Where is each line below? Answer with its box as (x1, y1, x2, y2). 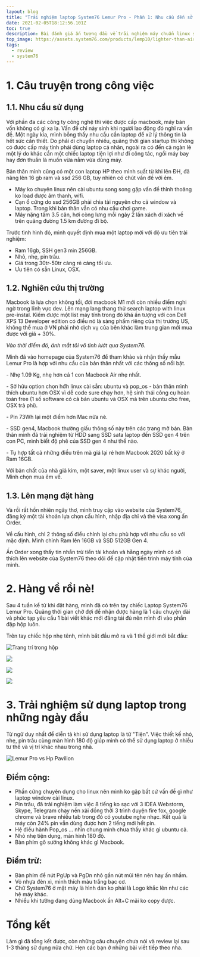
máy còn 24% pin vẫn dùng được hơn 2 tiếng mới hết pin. (14, 819, 156, 827)
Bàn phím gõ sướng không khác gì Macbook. (14, 838, 125, 846)
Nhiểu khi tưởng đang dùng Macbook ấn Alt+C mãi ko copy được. (14, 897, 176, 904)
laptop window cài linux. (14, 794, 74, 801)
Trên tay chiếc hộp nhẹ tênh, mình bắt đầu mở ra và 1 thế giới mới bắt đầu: (6, 632, 188, 639)
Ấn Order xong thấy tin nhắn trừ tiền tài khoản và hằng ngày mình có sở (6, 549, 182, 556)
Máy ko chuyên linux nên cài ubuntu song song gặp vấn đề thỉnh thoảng (14, 185, 192, 192)
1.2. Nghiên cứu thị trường (6, 283, 105, 293)
